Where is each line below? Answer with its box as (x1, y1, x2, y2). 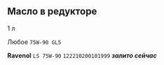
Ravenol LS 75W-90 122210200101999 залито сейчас (7, 51, 157, 59)
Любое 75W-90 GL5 (7, 38, 62, 46)
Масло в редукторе (7, 6, 97, 17)
